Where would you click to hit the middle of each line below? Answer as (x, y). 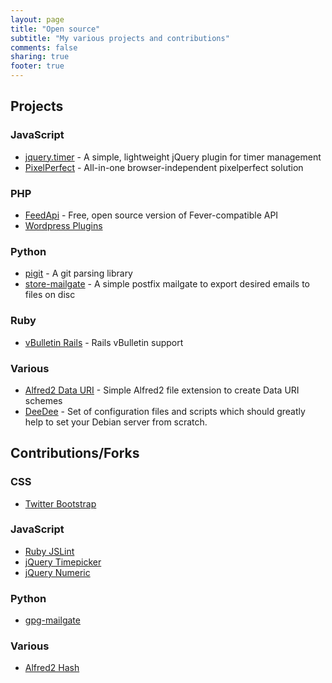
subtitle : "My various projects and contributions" (120, 38)
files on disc (50, 295)
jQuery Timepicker (63, 562)
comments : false (44, 47)
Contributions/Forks (75, 453)
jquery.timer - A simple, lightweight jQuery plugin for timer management (173, 157)
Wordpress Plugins (63, 225)
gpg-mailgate (52, 620)
